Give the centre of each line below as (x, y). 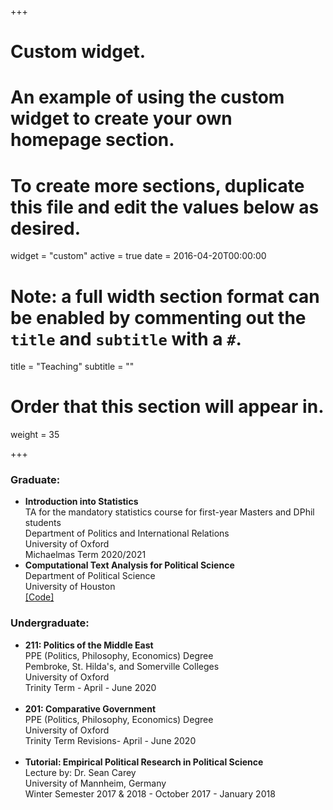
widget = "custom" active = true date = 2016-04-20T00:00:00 (138, 256)
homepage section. (92, 140)
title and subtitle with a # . (126, 338)
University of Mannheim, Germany (95, 783)
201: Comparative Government (90, 708)
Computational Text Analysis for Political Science (129, 565)
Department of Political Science (90, 576)
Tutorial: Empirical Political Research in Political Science (144, 762)
